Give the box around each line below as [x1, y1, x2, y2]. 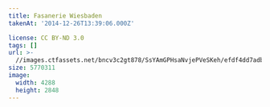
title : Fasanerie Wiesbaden [8, 11, 103, 20]
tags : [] [8, 41, 38, 49]
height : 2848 [15, 86, 59, 94]
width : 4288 [15, 78, 56, 87]
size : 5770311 [8, 64, 56, 72]
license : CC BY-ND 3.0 [8, 34, 84, 42]
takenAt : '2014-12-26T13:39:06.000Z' [8, 19, 135, 27]
